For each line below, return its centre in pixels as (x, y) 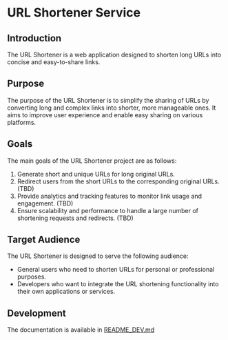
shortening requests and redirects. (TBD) (75, 218)
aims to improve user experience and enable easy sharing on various (105, 114)
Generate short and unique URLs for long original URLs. (96, 174)
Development (37, 313)
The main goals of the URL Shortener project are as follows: (92, 161)
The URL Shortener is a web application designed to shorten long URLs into (114, 54)
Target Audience (44, 240)
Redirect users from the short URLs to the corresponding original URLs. (118, 181)
